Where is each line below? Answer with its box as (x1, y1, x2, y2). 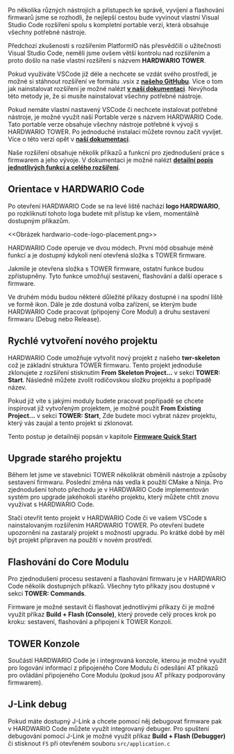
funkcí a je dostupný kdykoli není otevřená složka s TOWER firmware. (8, 250, 207, 259)
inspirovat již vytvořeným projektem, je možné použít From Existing (8, 403, 201, 412)
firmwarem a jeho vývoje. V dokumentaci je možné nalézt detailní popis (8, 156, 214, 164)
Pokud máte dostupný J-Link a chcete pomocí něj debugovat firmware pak (8, 716, 222, 725)
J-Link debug (8, 698, 67, 710)
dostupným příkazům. (8, 216, 71, 225)
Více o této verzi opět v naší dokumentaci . (8, 135, 131, 143)
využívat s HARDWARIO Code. (8, 500, 95, 508)
